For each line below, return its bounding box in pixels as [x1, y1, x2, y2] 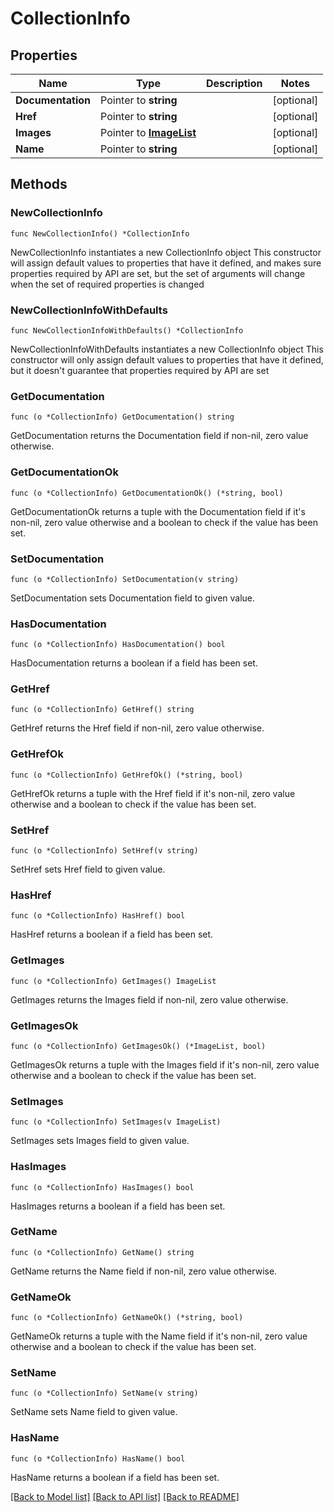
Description [206, 77, 263, 90]
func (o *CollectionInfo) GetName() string [10, 1247, 195, 1257]
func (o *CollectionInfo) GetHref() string [10, 705, 195, 715]
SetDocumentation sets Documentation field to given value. [10, 592, 256, 604]
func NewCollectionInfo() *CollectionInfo [10, 228, 190, 239]
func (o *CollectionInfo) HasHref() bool [10, 911, 186, 921]
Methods [10, 176, 68, 193]
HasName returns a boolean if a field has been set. [10, 1471, 220, 1483]
